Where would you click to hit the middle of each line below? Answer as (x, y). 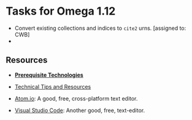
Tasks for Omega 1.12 (61, 11)
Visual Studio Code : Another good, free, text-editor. (80, 110)
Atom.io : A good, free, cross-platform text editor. (76, 98)
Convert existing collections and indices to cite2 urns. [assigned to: (100, 28)
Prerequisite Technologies (49, 75)
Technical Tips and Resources (53, 86)
